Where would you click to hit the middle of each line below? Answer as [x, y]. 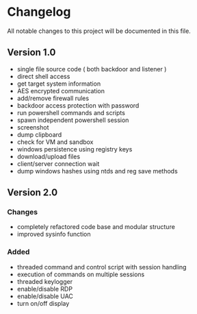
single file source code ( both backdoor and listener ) [92, 69]
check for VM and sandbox [55, 142]
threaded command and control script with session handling [102, 267]
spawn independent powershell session [73, 120]
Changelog [39, 12]
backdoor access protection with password [78, 105]
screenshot [33, 127]
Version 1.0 [31, 52]
